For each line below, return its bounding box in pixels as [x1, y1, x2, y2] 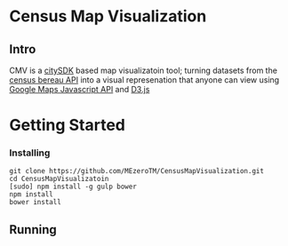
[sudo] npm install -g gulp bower [9, 182, 138, 192]
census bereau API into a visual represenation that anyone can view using [9, 75, 280, 85]
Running [9, 222, 58, 237]
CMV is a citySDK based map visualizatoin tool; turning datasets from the [9, 65, 278, 75]
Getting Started [9, 115, 126, 135]
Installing [9, 147, 51, 159]
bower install [9, 198, 62, 207]
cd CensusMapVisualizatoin [9, 175, 109, 184]
